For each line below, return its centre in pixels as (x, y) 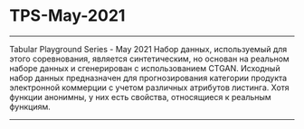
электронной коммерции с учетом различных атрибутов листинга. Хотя (149, 88)
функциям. (30, 106)
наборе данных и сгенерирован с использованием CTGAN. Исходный (145, 68)
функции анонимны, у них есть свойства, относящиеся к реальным (140, 97)
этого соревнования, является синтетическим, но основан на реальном (149, 59)
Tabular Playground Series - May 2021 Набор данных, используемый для (148, 49)
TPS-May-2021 (67, 16)
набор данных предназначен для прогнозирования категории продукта (148, 78)
